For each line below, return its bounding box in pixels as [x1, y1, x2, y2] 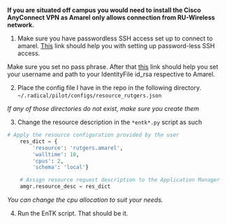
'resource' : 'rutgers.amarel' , [32, 144, 124, 151]
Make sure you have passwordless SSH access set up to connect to [17, 34, 213, 43]
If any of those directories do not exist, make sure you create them [7, 105, 200, 112]
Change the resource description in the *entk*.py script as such [17, 118, 203, 126]
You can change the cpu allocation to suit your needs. [7, 195, 163, 204]
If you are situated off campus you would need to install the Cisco [7, 6, 201, 14]
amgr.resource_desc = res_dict [20, 183, 111, 191]
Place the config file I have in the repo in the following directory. [17, 84, 201, 91]
